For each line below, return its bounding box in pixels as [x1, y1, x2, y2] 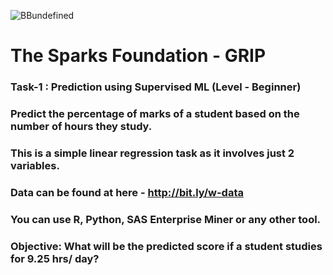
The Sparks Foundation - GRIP [10, 45, 267, 67]
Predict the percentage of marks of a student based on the [10, 107, 300, 121]
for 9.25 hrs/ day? [10, 251, 100, 265]
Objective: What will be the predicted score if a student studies [10, 239, 323, 253]
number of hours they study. [10, 120, 153, 134]
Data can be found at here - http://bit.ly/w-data [10, 185, 244, 199]
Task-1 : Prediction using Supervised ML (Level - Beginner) [10, 80, 302, 94]
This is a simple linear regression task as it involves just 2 [10, 146, 295, 160]
